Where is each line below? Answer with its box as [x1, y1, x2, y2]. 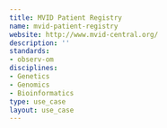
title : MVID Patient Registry [9, 13, 123, 23]
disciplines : [9, 64, 58, 73]
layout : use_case [9, 105, 75, 114]
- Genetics [9, 72, 50, 81]
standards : [9, 47, 50, 56]
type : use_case [9, 96, 66, 106]
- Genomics [9, 80, 50, 89]
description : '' [9, 38, 70, 48]
